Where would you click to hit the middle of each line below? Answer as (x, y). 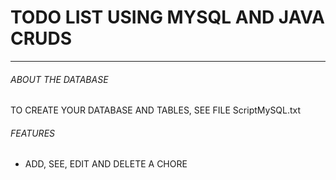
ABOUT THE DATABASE (59, 79)
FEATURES (33, 133)
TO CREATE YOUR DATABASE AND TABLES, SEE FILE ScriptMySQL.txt (156, 110)
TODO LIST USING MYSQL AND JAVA (167, 17)
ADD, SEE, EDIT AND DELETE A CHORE (106, 164)
